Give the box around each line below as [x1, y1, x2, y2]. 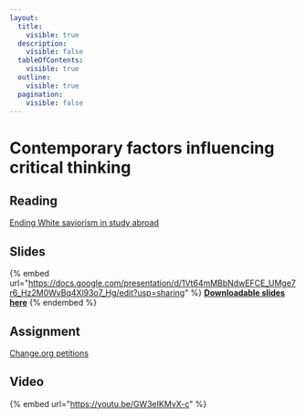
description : [17, 38, 68, 48]
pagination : [17, 89, 64, 99]
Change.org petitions [9, 348, 90, 359]
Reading [9, 193, 58, 208]
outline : [17, 73, 51, 82]
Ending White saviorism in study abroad [9, 217, 160, 228]
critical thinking [9, 157, 132, 178]
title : [17, 22, 43, 31]
